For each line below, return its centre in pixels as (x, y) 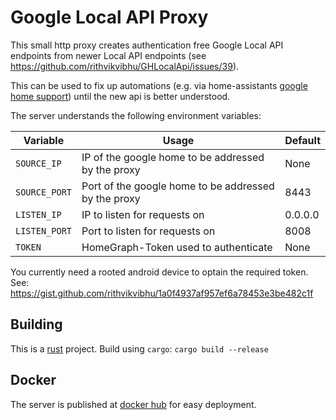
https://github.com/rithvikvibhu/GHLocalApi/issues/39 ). (125, 66)
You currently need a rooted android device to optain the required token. (159, 272)
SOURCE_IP (38, 163)
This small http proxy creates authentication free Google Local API (147, 45)
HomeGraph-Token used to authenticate (177, 247)
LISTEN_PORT (44, 230)
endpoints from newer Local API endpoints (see (108, 55)
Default (302, 140)
